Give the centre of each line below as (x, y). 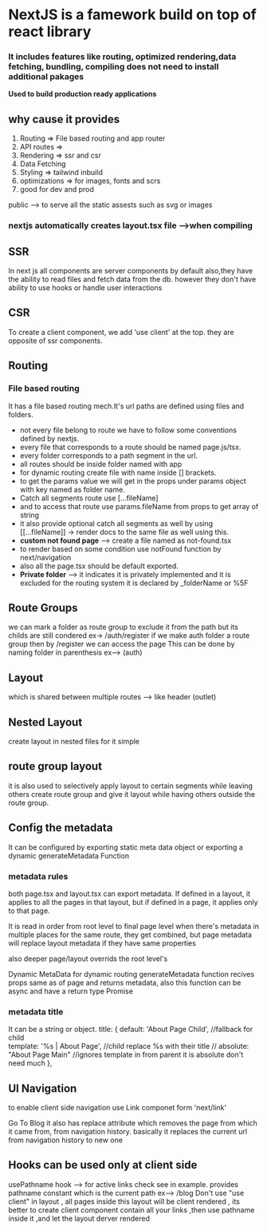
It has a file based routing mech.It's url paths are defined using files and (126, 406)
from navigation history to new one (66, 1140)
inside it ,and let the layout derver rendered (79, 1218)
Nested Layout (45, 722)
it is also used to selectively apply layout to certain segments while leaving (131, 786)
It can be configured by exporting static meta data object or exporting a (126, 847)
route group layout (55, 766)
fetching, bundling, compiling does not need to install (114, 67)
